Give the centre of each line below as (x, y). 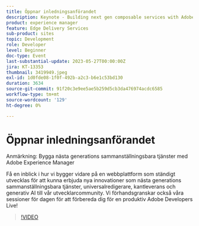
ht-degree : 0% (24, 105)
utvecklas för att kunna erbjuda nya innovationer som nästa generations (94, 180)
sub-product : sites (30, 34)
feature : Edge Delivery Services (47, 28)
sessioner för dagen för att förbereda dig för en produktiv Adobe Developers (99, 199)
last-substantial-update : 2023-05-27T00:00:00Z (66, 61)
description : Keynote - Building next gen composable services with (92, 17)
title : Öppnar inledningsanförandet (51, 12)
